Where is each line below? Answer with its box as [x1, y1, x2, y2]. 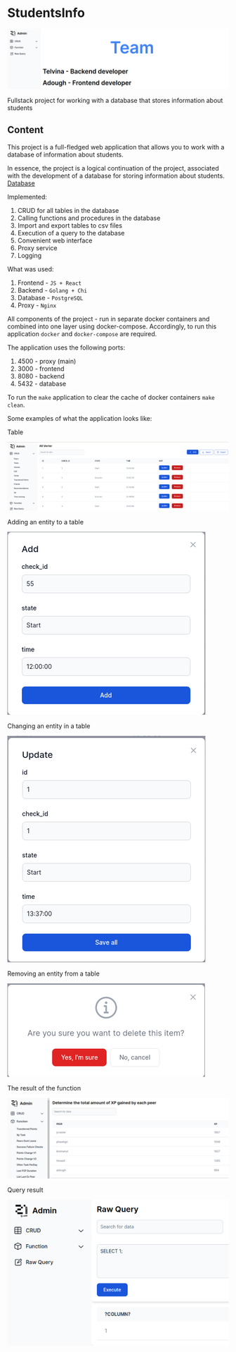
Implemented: [7, 192, 48, 201]
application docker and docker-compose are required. [7, 329, 157, 338]
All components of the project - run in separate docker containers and [7, 314, 210, 323]
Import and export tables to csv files [17, 221, 123, 230]
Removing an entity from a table [7, 969, 100, 978]
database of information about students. [7, 150, 124, 159]
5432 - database [17, 379, 67, 388]
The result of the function [7, 1084, 81, 1093]
